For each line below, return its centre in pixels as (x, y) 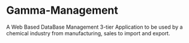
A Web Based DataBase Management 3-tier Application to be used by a (94, 27)
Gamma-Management (62, 10)
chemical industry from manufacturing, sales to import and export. (88, 33)
